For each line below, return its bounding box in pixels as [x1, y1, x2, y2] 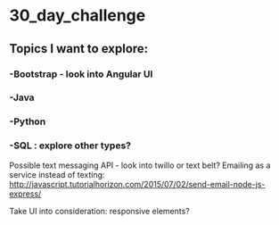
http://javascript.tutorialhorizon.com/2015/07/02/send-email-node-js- [9, 179, 266, 189]
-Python [9, 115, 46, 128]
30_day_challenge [9, 5, 146, 26]
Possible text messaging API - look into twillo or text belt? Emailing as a [9, 160, 271, 171]
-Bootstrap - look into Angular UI [9, 68, 153, 80]
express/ [9, 188, 42, 199]
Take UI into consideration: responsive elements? [9, 205, 190, 216]
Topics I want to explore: [9, 41, 149, 56]
